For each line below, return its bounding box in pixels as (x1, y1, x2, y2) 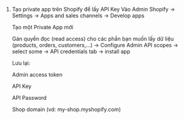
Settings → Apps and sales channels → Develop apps (11, 12, 145, 19)
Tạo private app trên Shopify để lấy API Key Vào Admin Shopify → (11, 6, 176, 13)
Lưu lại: (11, 60, 31, 66)
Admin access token (11, 71, 63, 78)
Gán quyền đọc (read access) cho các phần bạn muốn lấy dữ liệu (11, 35, 174, 42)
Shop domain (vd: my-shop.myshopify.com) (11, 106, 121, 113)
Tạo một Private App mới (11, 24, 73, 30)
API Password (11, 94, 47, 101)
